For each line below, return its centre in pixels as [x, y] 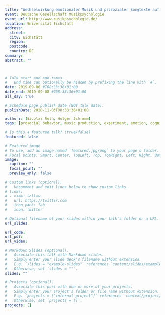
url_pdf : [14, 237]
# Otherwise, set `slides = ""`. [41, 269]
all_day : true [20, 96]
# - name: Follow [23, 196]
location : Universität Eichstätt [39, 23]
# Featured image [23, 146]
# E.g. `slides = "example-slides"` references [57, 264]
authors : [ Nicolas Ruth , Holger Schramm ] [48, 119]
